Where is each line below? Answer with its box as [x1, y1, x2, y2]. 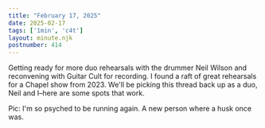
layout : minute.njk [8, 33, 73, 42]
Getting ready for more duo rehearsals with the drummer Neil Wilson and [8, 63, 247, 72]
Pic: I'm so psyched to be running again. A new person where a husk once [8, 104, 252, 114]
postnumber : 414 [8, 41, 62, 49]
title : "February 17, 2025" [8, 11, 102, 20]
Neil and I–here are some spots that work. [8, 88, 145, 98]
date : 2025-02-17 [8, 19, 66, 27]
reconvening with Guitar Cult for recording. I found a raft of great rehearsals [8, 72, 257, 81]
